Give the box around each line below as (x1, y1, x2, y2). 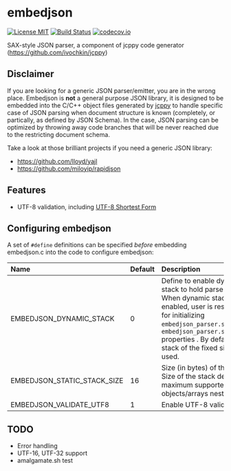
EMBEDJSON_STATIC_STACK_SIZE (10, 376, 124, 386)
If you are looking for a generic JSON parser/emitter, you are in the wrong (7, 86, 216, 94)
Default (130, 264, 155, 274)
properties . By (161, 335, 209, 344)
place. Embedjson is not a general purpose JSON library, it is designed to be (7, 94, 224, 102)
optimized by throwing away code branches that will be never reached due (7, 123, 219, 132)
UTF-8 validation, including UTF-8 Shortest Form (16, 202, 157, 211)
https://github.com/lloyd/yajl (16, 157, 98, 165)
